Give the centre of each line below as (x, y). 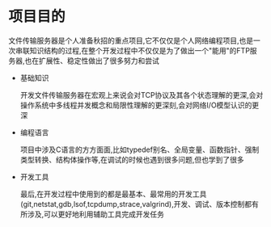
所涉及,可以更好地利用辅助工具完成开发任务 (92, 214)
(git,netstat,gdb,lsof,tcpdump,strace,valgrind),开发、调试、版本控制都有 (139, 204)
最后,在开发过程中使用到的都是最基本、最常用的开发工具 (113, 194)
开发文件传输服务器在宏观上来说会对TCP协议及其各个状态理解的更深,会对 (142, 95)
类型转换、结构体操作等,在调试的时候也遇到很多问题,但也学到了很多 (132, 159)
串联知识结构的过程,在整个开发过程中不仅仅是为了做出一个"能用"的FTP (133, 50)
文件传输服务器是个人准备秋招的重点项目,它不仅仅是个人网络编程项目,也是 (131, 40)
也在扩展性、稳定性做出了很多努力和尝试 (92, 61)
